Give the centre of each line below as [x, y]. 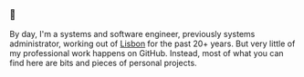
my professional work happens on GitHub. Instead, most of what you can [147, 53]
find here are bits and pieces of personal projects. [104, 63]
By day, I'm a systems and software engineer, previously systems [132, 34]
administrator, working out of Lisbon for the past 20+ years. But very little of [152, 43]
